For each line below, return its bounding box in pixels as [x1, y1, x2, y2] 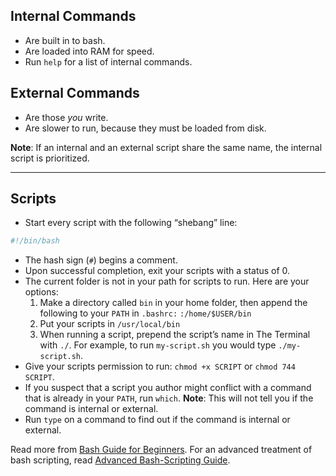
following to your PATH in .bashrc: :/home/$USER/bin [39, 307, 252, 319]
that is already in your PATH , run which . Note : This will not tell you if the [24, 392, 314, 404]
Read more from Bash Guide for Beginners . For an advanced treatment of [10, 444, 313, 456]
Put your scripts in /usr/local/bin [39, 318, 181, 330]
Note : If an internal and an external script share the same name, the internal [10, 141, 323, 153]
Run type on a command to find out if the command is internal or [24, 414, 291, 426]
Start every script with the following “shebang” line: [24, 217, 238, 229]
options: [24, 286, 59, 298]
